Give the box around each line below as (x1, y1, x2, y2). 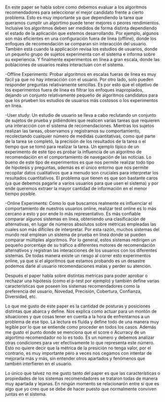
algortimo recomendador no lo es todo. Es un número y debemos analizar (5, 335, 155, 340)
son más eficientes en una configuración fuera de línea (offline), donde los (5, 35, 157, 41)
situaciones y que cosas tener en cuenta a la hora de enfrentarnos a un (5, 314, 150, 319)
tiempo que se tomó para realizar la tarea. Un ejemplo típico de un (5, 144, 139, 149)
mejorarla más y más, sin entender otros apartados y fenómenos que (5, 356, 145, 361)
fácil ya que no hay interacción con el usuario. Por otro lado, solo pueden (5, 76, 154, 82)
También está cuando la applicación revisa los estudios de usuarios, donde (5, 46, 158, 52)
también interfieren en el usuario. (5, 361, 72, 367)
